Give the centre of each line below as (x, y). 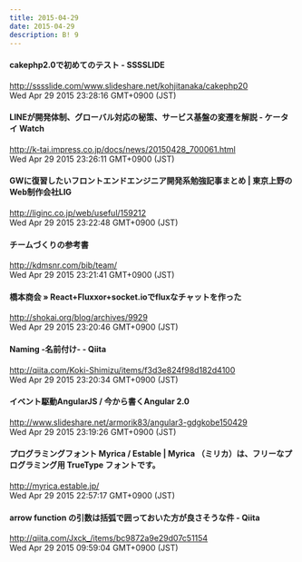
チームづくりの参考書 (49, 244)
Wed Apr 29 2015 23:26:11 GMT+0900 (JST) (92, 159)
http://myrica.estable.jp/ (54, 486)
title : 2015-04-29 (44, 18)
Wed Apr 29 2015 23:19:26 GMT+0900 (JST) (93, 431)
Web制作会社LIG (41, 192)
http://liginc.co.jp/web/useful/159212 (78, 212)
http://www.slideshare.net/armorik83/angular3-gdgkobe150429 (128, 422)
